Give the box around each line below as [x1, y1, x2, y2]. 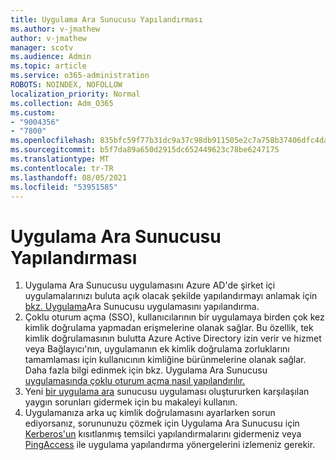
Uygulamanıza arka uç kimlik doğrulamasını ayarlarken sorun [24, 407, 276, 419]
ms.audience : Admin [10, 52, 92, 62]
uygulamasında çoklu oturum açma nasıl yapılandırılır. [24, 375, 246, 387]
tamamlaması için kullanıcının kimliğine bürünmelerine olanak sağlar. [24, 354, 307, 366]
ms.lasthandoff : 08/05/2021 [10, 172, 128, 183]
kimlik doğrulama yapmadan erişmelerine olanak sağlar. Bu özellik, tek [24, 322, 314, 334]
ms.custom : [10, 107, 56, 118]
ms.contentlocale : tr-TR [10, 163, 114, 173]
